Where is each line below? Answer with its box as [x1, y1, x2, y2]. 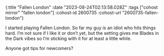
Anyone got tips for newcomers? [5, 45, 74, 51]
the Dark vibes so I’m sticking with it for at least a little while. [5, 35, 132, 41]
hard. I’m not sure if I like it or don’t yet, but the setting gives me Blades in [5, 30, 159, 36]
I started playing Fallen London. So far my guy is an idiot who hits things [5, 25, 156, 31]
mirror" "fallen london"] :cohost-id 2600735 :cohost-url [5, 10, 121, 16]
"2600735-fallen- [122, 10, 159, 16]
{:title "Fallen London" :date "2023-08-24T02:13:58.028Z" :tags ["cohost [5, 5, 158, 10]
